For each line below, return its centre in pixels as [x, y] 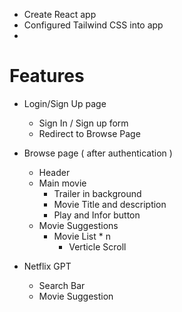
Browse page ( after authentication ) [98, 153]
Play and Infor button [97, 215]
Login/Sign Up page [65, 103]
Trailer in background [97, 193]
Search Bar [62, 285]
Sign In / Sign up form [83, 123]
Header [54, 172]
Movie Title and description [110, 204]
